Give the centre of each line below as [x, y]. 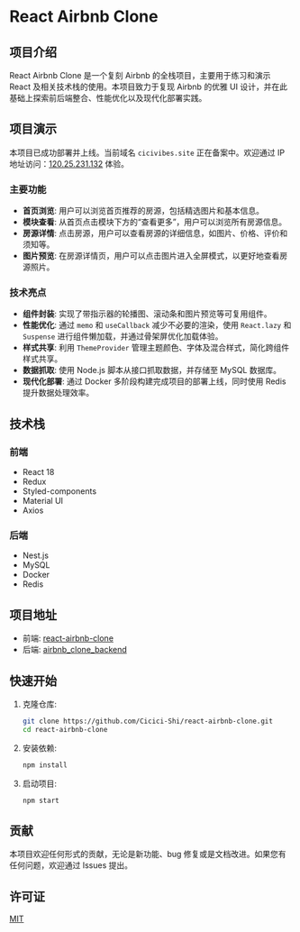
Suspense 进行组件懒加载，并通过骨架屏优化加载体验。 [123, 336]
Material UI [43, 501]
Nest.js [36, 555]
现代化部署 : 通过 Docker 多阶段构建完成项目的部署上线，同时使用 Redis [154, 381]
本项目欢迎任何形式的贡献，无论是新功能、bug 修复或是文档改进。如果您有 [148, 854]
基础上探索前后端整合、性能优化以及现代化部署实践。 [108, 98]
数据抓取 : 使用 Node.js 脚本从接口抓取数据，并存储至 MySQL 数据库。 [152, 370]
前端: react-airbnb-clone [68, 638]
